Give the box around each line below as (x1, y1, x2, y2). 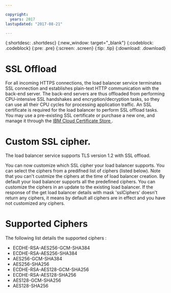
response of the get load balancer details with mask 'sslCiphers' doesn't (5, 190, 158, 196)
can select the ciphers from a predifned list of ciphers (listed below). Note (5, 168, 161, 174)
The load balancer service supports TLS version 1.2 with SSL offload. (5, 152, 151, 158)
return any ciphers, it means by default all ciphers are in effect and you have (5, 195, 166, 201)
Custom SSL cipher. (5, 136, 91, 147)
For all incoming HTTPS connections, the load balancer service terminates (5, 80, 162, 86)
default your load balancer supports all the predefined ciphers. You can (5, 179, 156, 185)
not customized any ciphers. (5, 200, 65, 206)
